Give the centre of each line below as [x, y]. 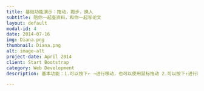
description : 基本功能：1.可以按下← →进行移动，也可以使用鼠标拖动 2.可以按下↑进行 [102, 74]
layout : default [27, 23]
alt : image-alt [25, 51]
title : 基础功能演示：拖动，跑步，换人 [50, 12]
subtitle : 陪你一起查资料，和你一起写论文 [54, 17]
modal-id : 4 [21, 29]
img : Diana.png [25, 40]
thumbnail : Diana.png [34, 46]
